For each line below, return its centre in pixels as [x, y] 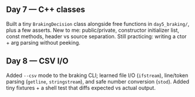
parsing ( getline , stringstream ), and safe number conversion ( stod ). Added [98, 81]
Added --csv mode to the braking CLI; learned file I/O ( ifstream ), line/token [97, 75]
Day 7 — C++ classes [46, 10]
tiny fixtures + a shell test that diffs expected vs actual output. [81, 88]
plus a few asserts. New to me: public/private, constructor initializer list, [93, 30]
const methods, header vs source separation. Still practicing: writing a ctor [96, 36]
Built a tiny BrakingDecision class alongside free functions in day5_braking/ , [98, 24]
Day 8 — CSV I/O [37, 61]
